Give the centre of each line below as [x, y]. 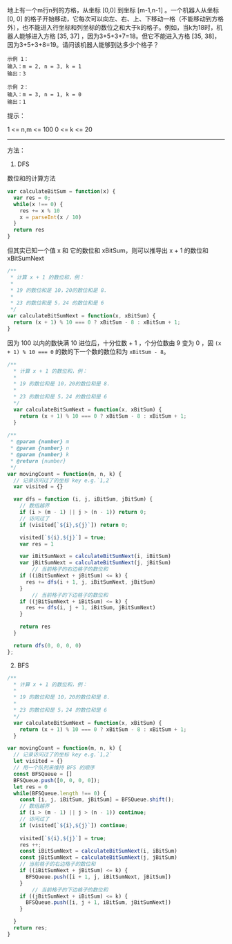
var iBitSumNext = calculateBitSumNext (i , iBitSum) [95, 556]
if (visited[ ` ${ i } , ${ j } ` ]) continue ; [74, 825]
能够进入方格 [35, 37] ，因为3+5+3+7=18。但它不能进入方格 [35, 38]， [120, 36]
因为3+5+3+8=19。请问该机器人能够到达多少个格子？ [83, 45]
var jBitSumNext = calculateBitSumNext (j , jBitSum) [95, 563]
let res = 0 [31, 787]
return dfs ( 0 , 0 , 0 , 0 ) [47, 645]
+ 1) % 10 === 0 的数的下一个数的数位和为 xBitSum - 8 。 [89, 351]
